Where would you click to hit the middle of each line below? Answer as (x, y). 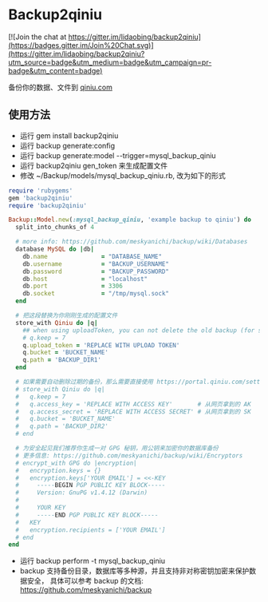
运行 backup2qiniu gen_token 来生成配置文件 (94, 165)
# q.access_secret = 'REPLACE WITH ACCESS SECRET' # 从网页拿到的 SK (133, 412)
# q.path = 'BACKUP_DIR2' (62, 426)
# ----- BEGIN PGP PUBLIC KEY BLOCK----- (91, 485)
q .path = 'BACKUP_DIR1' (62, 360)
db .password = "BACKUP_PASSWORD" (96, 271)
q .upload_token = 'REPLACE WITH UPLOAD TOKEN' (101, 345)
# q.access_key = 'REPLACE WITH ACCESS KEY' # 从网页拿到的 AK (133, 404)
